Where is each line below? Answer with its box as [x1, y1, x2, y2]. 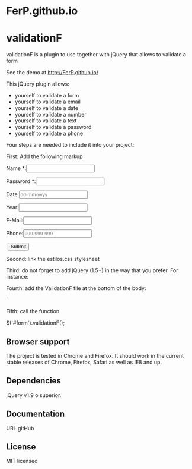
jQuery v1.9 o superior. [6, 391, 62, 399]
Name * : [6, 165, 27, 172]
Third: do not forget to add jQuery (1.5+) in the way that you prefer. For [6, 267, 179, 274]
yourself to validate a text [14, 117, 77, 124]
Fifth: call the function [6, 308, 60, 315]
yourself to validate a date [14, 105, 79, 112]
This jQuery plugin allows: [6, 80, 69, 87]
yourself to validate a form [14, 92, 79, 99]
